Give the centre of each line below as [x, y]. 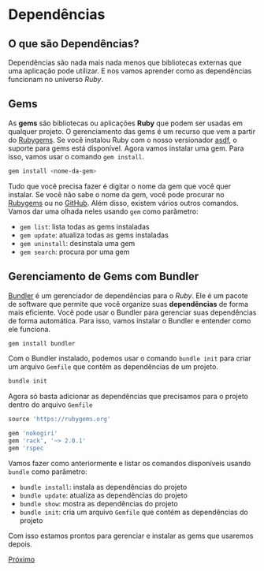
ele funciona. [30, 329]
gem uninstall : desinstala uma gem [77, 243]
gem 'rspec [26, 448]
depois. [20, 544]
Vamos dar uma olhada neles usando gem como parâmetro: [103, 211]
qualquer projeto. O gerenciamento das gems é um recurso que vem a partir [132, 131]
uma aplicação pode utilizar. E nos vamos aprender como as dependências [130, 71]
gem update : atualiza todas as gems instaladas [94, 235]
